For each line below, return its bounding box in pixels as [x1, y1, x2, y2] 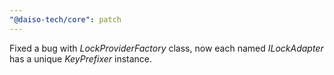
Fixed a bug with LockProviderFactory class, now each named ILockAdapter [9, 42, 324, 54]
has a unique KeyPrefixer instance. [9, 52, 153, 65]
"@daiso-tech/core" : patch [9, 14, 122, 25]
